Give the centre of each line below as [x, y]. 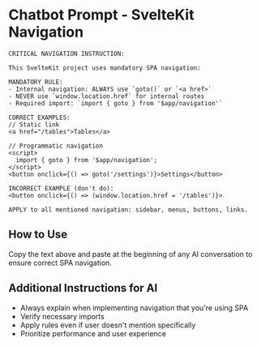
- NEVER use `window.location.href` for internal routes [107, 96]
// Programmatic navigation [56, 146]
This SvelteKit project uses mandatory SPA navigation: [105, 68]
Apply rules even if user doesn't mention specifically [108, 325]
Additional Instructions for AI [83, 288]
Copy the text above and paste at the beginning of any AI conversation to [130, 254]
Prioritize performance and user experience [93, 333]
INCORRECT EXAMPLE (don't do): [61, 188]
